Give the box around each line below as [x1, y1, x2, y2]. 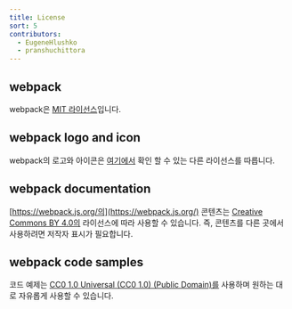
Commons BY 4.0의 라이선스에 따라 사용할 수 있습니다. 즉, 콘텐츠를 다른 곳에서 [9, 217, 285, 228]
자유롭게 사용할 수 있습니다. [18, 290, 114, 301]
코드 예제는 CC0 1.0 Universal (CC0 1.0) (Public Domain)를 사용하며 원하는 [9, 280, 274, 290]
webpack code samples [9, 255, 144, 270]
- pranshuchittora [17, 46, 86, 55]
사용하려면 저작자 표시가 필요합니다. [9, 228, 134, 239]
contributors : [9, 29, 62, 38]
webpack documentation [9, 182, 151, 197]
